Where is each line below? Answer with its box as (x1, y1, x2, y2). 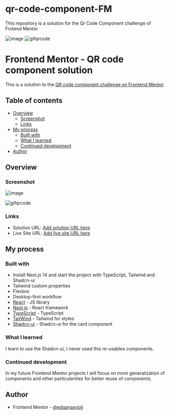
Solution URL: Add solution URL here (12, 224, 91, 231)
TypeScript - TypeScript (12, 310, 64, 316)
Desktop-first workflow (12, 294, 62, 300)
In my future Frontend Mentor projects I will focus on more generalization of (5, 370, 165, 376)
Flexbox (12, 288, 30, 294)
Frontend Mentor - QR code (5, 53, 124, 65)
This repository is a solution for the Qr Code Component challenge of (5, 20, 151, 26)
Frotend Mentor (5, 25, 38, 31)
